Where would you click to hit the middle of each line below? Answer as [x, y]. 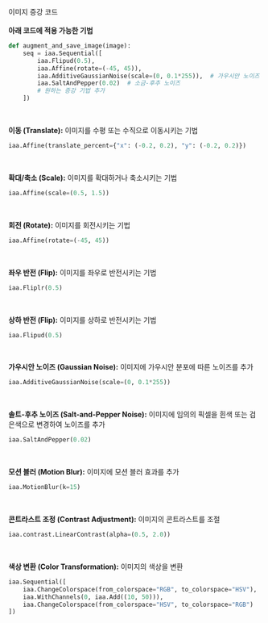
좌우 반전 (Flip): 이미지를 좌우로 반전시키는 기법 [82, 272]
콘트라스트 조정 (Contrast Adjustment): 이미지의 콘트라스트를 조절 [114, 519]
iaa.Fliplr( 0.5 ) [35, 288]
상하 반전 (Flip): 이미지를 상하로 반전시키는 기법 [82, 320]
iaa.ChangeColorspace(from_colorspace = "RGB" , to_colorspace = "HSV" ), [140, 589]
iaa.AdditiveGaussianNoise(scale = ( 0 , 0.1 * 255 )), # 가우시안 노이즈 [148, 76]
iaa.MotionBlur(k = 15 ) [45, 487]
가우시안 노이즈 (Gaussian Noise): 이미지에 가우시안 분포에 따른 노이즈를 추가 [131, 367]
